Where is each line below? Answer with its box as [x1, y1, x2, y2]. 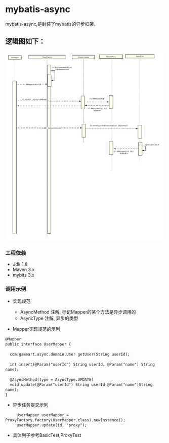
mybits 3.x [12, 272, 34, 278]
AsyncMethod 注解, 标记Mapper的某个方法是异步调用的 [20, 308, 136, 315]
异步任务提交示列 [12, 402, 49, 408]
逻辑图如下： [5, 37, 46, 46]
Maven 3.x [12, 267, 35, 273]
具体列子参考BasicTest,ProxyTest [12, 432, 81, 438]
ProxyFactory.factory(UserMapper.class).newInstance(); [5, 417, 125, 423]
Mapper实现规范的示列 [12, 326, 60, 332]
